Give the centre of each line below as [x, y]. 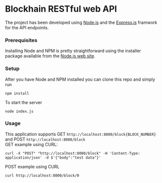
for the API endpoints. [27, 27]
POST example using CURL [32, 166]
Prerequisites [21, 40]
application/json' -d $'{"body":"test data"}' [53, 157]
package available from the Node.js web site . [50, 56]
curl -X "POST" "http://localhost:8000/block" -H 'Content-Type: [72, 153]
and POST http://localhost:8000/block [45, 139]
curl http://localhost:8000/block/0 [42, 175]
